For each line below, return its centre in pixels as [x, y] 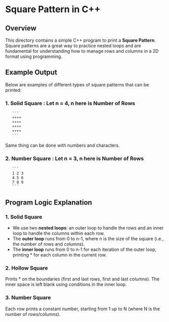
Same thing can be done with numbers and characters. [62, 145]
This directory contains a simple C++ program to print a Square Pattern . [80, 40]
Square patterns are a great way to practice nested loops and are [73, 46]
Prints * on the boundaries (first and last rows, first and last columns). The [82, 279]
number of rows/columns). [33, 314]
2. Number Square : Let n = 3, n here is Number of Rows [75, 158]
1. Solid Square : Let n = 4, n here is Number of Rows [70, 103]
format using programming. [34, 56]
